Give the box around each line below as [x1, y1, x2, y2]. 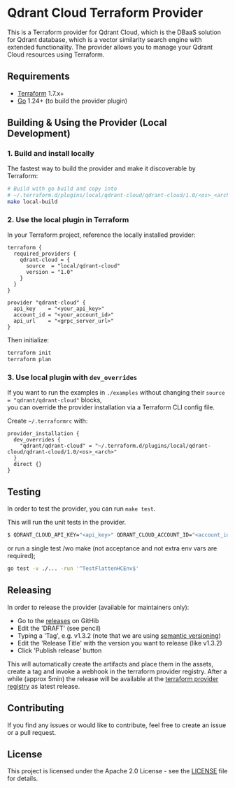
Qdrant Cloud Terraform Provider [7, 5, 204, 21]
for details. [7, 774, 38, 783]
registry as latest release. [7, 682, 80, 690]
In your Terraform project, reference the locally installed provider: [7, 231, 196, 239]
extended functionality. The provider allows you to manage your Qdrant [7, 43, 213, 51]
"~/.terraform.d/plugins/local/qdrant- [94, 442, 211, 450]
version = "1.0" [25, 269, 73, 276]
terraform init [7, 349, 52, 357]
